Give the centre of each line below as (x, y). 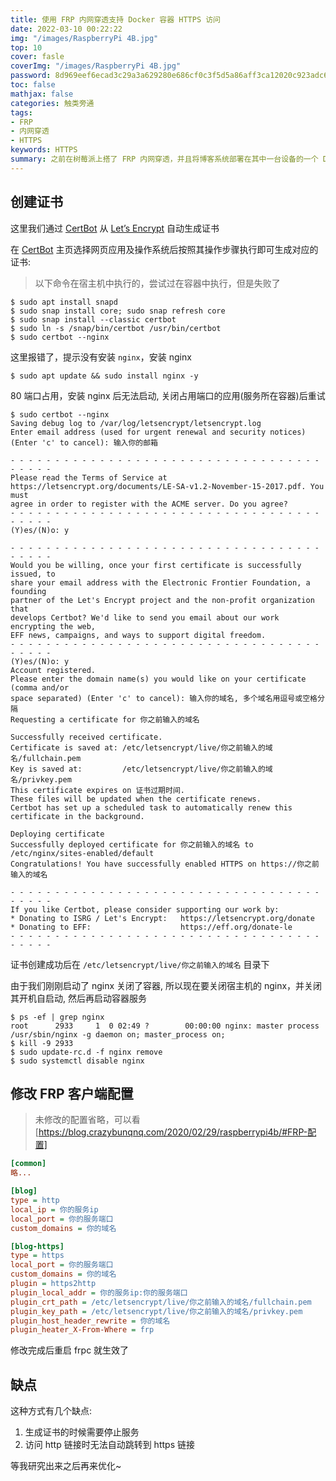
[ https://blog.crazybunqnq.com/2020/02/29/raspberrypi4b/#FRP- (171, 1132)
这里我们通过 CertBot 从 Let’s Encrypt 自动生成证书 (115, 228)
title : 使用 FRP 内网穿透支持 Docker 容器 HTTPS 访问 (115, 19)
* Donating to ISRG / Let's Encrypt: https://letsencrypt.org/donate (162, 918)
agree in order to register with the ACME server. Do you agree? (149, 504)
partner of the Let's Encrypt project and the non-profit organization (162, 600)
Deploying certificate (57, 834)
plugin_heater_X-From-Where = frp (82, 1330)
